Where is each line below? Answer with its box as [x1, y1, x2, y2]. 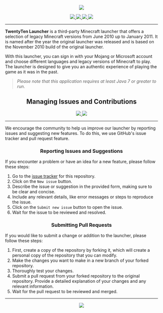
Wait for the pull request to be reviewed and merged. [12, 289, 118, 295]
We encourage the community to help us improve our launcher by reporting [5, 125, 156, 131]
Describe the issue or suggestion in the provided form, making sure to [12, 184, 152, 189]
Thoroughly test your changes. [12, 268, 74, 274]
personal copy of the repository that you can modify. [12, 253, 117, 258]
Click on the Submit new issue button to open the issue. [12, 204, 123, 210]
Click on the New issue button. [12, 179, 72, 184]
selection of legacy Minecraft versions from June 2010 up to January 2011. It [5, 34, 158, 39]
